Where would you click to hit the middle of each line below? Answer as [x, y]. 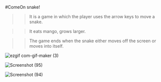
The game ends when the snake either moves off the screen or [93, 41]
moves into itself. [46, 46]
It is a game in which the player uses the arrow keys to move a [92, 16]
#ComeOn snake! [23, 7]
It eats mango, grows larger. [57, 31]
